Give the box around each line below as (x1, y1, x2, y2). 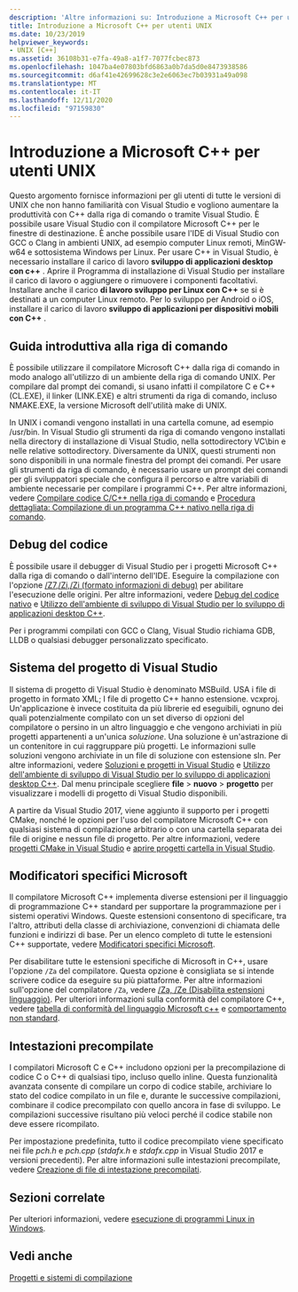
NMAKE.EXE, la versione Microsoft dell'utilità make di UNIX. (9, 400, 228, 410)
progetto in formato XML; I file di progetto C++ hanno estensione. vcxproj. (9, 694, 280, 704)
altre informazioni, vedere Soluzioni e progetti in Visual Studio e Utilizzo (9, 759, 271, 770)
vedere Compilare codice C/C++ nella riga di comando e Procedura (9, 493, 255, 503)
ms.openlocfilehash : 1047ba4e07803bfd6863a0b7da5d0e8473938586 (9, 63, 248, 72)
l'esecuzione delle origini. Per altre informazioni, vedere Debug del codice (9, 589, 279, 599)
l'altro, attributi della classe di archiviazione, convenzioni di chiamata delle (9, 920, 280, 931)
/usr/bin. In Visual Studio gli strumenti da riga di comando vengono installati (9, 427, 286, 437)
